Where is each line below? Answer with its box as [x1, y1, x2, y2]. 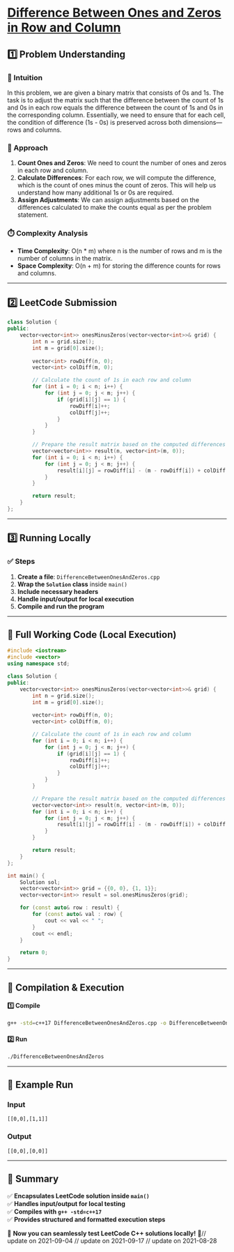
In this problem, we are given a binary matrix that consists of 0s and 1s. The [7, 89, 224, 97]
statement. [17, 211, 49, 219]
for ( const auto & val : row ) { [32, 911, 123, 918]
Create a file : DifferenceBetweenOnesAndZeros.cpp [17, 572, 160, 581]
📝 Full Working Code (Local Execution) [7, 629, 177, 641]
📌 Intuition [7, 72, 43, 82]
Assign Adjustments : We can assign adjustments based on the [17, 196, 200, 204]
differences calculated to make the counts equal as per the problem [17, 204, 212, 212]
